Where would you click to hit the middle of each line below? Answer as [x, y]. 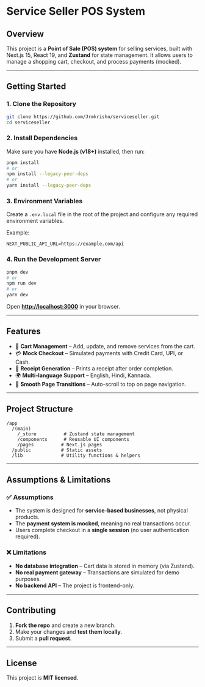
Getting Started [36, 87]
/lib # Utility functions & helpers [76, 455]
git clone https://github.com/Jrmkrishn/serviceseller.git [83, 117]
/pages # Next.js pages [60, 445]
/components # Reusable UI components [74, 439]
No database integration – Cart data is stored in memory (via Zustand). [105, 566]
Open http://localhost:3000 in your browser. [63, 307]
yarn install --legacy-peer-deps [49, 186]
